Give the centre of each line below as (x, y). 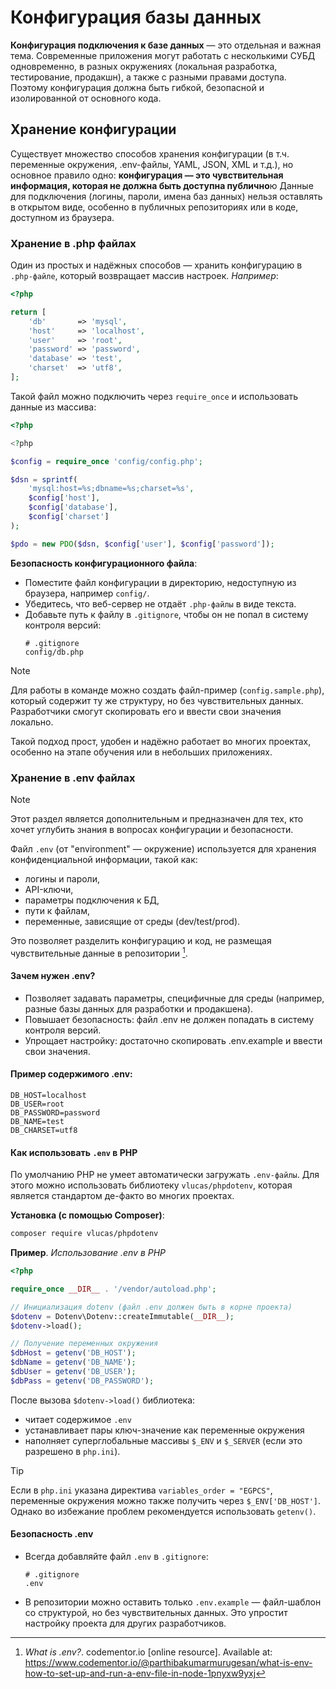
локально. (32, 722)
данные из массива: (53, 407)
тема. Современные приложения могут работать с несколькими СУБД (163, 55)
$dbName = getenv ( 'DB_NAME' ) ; (73, 1362)
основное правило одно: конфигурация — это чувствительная (147, 175)
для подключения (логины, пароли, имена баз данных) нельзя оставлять (166, 196)
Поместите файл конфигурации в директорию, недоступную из (160, 582)
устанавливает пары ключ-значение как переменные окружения (164, 1430)
